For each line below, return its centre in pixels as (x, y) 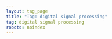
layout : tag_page (27, 11)
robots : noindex (26, 27)
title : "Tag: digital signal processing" (57, 17)
